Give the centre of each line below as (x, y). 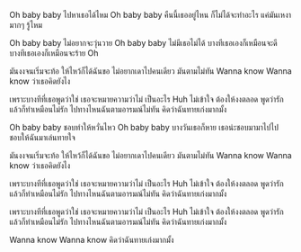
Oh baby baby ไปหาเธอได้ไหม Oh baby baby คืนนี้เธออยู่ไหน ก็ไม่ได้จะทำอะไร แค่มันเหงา (150, 15)
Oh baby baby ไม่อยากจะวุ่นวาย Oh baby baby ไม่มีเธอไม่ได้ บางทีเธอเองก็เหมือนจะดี (144, 43)
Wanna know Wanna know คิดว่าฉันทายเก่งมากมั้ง (92, 240)
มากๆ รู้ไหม (26, 25)
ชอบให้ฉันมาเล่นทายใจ (43, 137)
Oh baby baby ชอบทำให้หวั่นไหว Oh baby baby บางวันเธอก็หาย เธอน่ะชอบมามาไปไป (144, 127)
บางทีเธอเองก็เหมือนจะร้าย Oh (54, 53)
